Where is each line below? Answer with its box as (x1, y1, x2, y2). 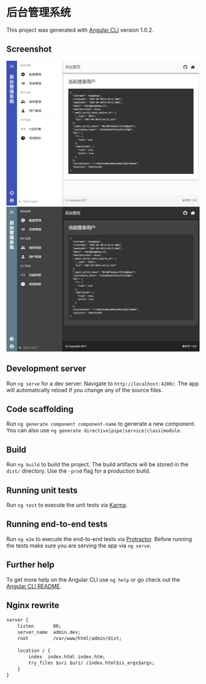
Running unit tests (6, 485, 78, 495)
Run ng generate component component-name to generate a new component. (6, 420, 196, 428)
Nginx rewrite (6, 600, 59, 610)
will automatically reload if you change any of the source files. (6, 386, 163, 393)
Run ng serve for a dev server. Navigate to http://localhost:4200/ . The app (6, 379, 199, 387)
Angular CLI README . (6, 582, 62, 590)
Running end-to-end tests (6, 519, 108, 530)
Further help (6, 560, 55, 570)
